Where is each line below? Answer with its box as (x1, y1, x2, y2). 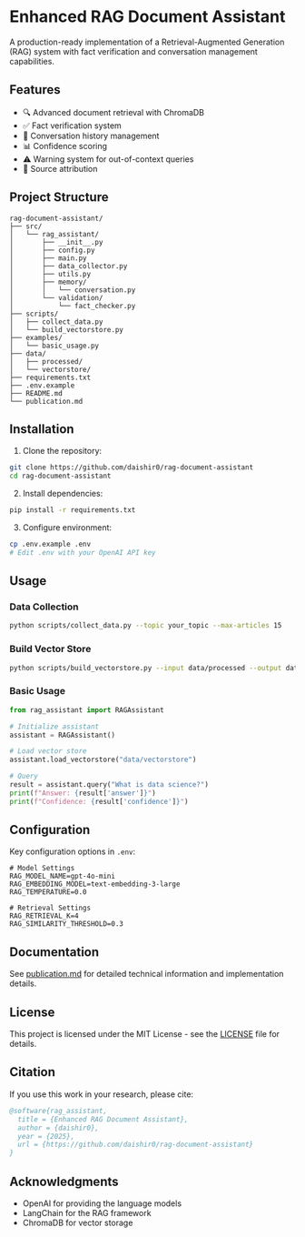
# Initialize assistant (9, 721, 100, 731)
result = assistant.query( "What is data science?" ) (9, 780, 209, 789)
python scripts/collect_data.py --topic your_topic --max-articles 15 (9, 621, 282, 630)
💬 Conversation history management (22, 130, 160, 141)
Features (9, 82, 61, 97)
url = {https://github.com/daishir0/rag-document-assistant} (17, 1140, 254, 1150)
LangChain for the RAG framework (22, 1207, 152, 1218)
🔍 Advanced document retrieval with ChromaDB (22, 106, 205, 117)
